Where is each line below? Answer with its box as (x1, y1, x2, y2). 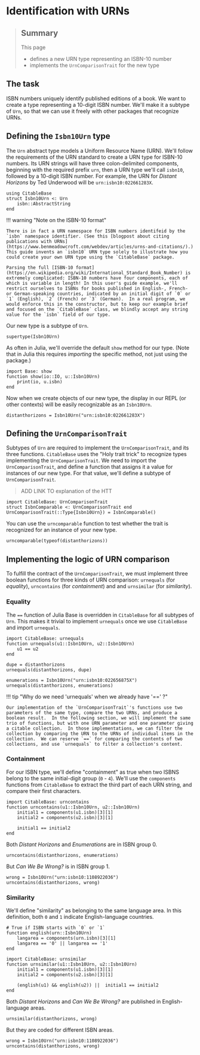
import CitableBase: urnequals (6, 635, 84, 641)
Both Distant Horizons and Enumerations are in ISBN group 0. (6, 841, 158, 848)
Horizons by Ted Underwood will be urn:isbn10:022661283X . (6, 179, 153, 186)
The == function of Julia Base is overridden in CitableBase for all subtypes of (6, 611, 195, 619)
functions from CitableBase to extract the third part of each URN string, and (6, 781, 192, 788)
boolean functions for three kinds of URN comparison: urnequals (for (6, 576, 175, 583)
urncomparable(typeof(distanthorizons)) (6, 538, 109, 544)
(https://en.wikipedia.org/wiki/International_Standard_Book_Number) (6, 270, 183, 276)
